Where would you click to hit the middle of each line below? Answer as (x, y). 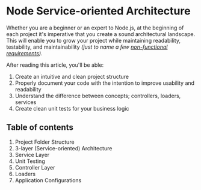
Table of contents (40, 127)
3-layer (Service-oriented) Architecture (63, 148)
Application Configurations (48, 180)
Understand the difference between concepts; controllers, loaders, (98, 96)
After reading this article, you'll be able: (55, 65)
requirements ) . (25, 53)
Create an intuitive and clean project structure (72, 76)
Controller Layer (35, 167)
